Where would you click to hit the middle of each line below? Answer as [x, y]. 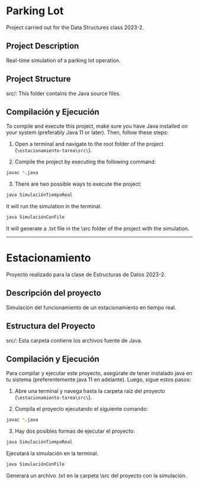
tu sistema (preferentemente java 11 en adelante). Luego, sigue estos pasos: [99, 380]
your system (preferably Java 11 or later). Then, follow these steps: [87, 132]
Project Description [43, 46]
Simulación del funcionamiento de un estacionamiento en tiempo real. [91, 308]
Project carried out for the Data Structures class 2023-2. [75, 27]
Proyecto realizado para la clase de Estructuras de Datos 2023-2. [86, 274]
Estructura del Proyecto [51, 326]
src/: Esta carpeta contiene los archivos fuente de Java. [74, 340]
